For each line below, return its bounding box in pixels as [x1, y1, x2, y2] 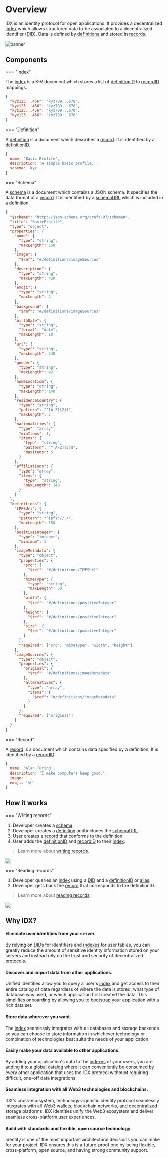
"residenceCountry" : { [14, 398, 62, 403]
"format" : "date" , [18, 327, 58, 332]
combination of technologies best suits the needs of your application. [5, 1036, 150, 1042]
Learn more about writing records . [17, 848, 90, 854]
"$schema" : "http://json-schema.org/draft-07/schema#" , [10, 215, 130, 220]
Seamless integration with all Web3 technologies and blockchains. [5, 1086, 148, 1092]
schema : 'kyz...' [10, 165, 47, 170]
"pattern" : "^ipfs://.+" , [18, 516, 73, 521]
